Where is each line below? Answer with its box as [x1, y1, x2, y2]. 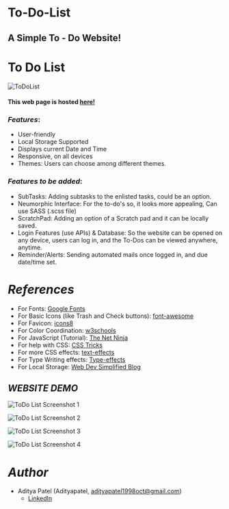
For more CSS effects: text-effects [17, 348, 115, 356]
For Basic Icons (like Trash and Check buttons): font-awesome [17, 312, 194, 320]
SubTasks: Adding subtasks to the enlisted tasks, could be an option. [17, 192, 212, 200]
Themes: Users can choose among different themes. [17, 160, 167, 168]
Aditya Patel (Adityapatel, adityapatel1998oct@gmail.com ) [17, 487, 182, 495]
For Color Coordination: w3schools [17, 326, 116, 334]
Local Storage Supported [17, 138, 89, 146]
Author [8, 464, 49, 480]
